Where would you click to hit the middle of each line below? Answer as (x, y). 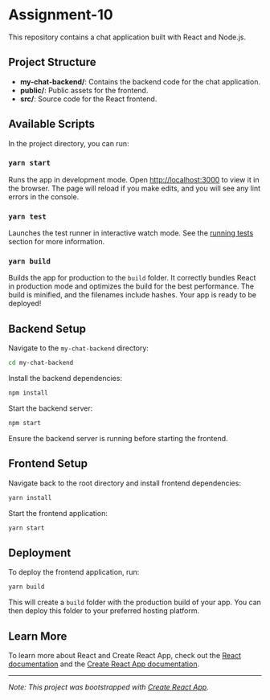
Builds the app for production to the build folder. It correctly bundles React (132, 278)
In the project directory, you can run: (69, 143)
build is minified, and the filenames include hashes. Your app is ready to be (133, 295)
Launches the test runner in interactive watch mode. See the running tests (131, 233)
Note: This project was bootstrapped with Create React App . (108, 687)
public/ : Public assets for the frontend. (84, 90)
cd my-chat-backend (41, 363)
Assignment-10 (61, 15)
